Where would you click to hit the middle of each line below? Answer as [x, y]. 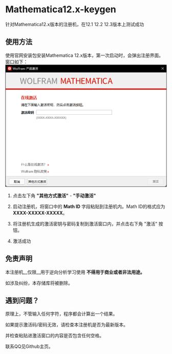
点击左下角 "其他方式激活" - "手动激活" [54, 195]
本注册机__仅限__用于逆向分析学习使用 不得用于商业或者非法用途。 [75, 272]
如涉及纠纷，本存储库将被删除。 [39, 283]
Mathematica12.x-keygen [61, 9]
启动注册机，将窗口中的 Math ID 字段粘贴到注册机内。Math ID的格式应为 [89, 206]
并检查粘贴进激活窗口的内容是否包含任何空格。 [55, 336]
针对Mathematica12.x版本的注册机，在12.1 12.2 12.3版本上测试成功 [75, 24]
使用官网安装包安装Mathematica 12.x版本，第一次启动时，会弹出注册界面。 [84, 55]
